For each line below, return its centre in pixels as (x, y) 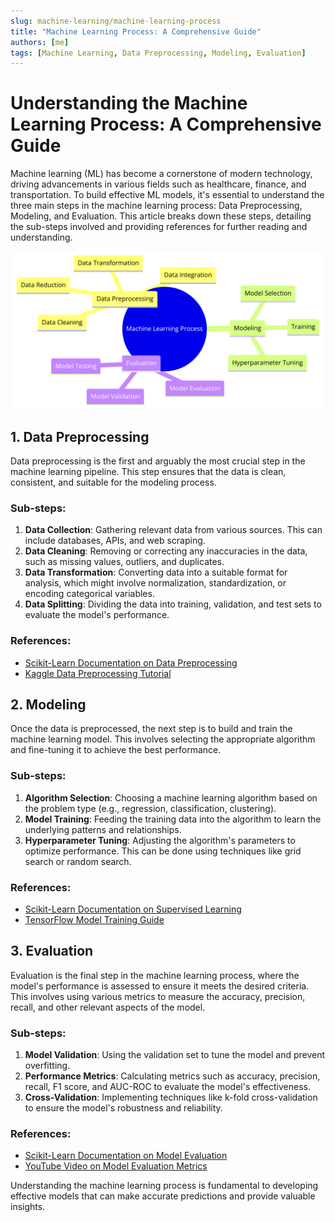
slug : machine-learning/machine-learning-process (116, 21)
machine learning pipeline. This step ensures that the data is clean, (148, 471)
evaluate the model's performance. (97, 615)
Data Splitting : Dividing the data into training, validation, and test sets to (173, 604)
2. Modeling (48, 704)
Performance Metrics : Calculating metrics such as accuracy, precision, (172, 1076)
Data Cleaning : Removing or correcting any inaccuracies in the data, (166, 551)
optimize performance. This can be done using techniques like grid (163, 851)
